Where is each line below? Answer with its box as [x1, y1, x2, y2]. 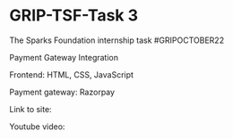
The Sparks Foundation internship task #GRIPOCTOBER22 [9, 35, 225, 45]
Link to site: [9, 103, 52, 114]
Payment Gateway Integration [9, 52, 119, 62]
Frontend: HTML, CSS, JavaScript [9, 69, 134, 80]
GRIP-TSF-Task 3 [9, 5, 139, 26]
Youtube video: [9, 121, 65, 132]
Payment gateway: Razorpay [9, 86, 115, 97]
